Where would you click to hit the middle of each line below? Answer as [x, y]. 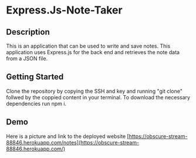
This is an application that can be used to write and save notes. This [88, 46]
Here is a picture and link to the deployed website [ [67, 136]
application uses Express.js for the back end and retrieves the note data [93, 52]
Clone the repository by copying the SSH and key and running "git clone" [94, 91]
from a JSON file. [27, 58]
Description [28, 32]
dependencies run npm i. [36, 103]
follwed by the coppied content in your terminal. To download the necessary [98, 97]
